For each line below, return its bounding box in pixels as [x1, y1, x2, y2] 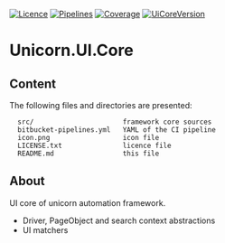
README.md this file [17, 149, 160, 158]
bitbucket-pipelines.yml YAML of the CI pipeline [17, 126, 217, 135]
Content [9, 76, 57, 91]
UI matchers [22, 224, 69, 235]
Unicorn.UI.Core [9, 41, 134, 61]
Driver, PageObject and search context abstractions [22, 215, 216, 226]
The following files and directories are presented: [9, 100, 192, 110]
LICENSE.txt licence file [17, 141, 172, 150]
